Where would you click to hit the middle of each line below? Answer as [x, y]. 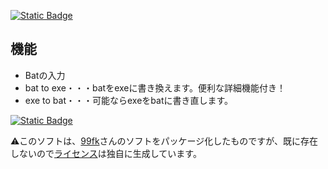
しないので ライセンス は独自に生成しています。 [106, 153]
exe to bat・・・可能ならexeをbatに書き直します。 [129, 100]
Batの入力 [45, 75]
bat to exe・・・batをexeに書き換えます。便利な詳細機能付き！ [155, 87]
